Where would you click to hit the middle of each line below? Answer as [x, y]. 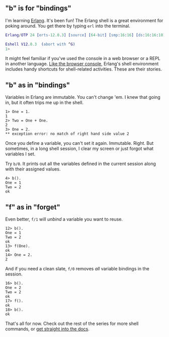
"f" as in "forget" [33, 207]
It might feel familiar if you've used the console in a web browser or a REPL [83, 59]
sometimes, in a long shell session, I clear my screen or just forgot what [79, 149]
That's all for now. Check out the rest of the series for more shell [72, 324]
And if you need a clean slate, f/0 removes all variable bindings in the [77, 269]
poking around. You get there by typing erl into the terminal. [68, 26]
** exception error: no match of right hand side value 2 [67, 134]
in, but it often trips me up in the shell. [45, 102]
